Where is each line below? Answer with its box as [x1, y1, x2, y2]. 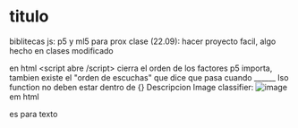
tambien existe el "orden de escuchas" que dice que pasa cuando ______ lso [9, 72, 289, 82]
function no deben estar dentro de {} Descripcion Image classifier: [9, 81, 254, 92]
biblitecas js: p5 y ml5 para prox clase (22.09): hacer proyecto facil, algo [9, 36, 277, 47]
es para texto [9, 108, 58, 119]
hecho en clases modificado [9, 45, 114, 55]
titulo [9, 6, 49, 27]
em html [9, 91, 39, 102]
